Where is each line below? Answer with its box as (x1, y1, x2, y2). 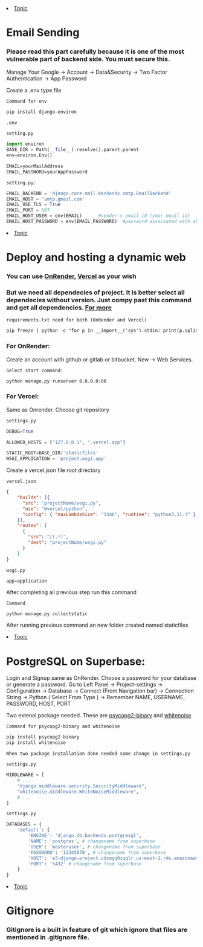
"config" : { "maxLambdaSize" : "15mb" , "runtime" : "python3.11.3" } (22, 511, 196, 517)
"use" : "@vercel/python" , (22, 506, 88, 512)
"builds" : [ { (17, 494, 50, 501)
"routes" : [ (17, 523, 47, 529)
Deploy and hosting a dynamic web (6, 251, 186, 264)
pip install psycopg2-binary (6, 734, 80, 740)
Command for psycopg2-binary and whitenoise (6, 723, 120, 729)
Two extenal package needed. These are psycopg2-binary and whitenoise (6, 712, 192, 719)
